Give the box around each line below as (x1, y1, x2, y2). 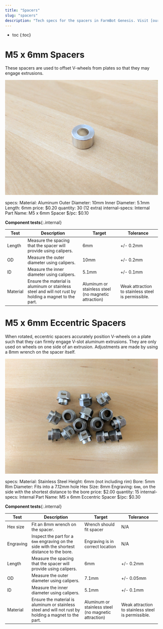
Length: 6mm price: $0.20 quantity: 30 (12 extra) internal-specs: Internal (5, 205, 150, 211)
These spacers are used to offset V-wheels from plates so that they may (5, 65, 149, 71)
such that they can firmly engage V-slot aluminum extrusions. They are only (5, 339, 157, 344)
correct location (84, 543, 116, 549)
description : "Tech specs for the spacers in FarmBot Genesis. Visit (5, 18, 149, 23)
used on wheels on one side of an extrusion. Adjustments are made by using (5, 343, 158, 350)
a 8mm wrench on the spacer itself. (5, 349, 76, 355)
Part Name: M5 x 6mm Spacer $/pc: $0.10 (5, 210, 89, 216)
